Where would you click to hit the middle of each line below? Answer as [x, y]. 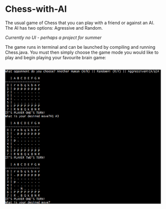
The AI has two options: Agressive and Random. [54, 28]
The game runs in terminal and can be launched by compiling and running [80, 47]
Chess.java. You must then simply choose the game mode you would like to [82, 52]
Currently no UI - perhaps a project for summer [53, 37]
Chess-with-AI [36, 9]
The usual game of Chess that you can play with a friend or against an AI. [80, 23]
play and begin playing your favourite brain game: [56, 57]
